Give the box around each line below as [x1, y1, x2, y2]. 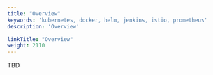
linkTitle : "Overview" [7, 35, 73, 42]
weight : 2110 [7, 42, 45, 49]
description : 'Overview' [7, 23, 80, 30]
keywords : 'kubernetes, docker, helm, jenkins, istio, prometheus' [7, 17, 208, 24]
